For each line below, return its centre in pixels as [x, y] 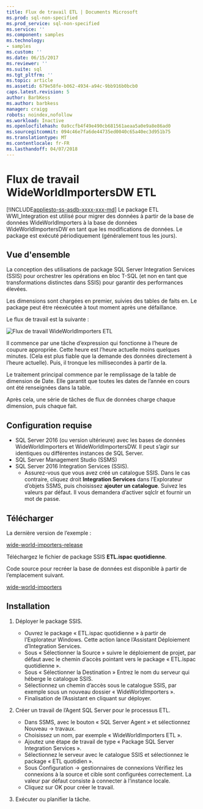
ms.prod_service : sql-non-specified [53, 23]
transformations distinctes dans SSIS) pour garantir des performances [95, 282]
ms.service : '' [26, 29]
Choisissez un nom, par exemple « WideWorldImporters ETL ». [103, 735]
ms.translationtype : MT [37, 138]
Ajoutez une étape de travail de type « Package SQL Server [99, 741]
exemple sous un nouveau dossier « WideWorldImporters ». [100, 692]
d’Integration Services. [53, 646]
